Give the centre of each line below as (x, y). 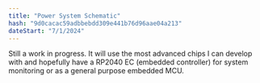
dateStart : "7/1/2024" (46, 31)
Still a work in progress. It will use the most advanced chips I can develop (130, 54)
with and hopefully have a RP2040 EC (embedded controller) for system (128, 62)
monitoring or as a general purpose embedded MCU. (96, 71)
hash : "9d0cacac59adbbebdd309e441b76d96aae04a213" (95, 23)
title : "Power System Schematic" (65, 16)
